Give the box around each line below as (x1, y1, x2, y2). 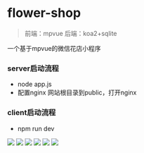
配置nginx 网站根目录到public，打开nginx (17, 88, 137, 97)
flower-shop (7, 5, 81, 21)
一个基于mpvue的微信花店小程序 (7, 44, 101, 52)
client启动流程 (7, 108, 56, 118)
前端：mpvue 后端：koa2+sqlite (24, 29, 117, 37)
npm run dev (17, 124, 55, 133)
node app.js (17, 80, 52, 89)
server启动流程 (7, 63, 60, 73)
